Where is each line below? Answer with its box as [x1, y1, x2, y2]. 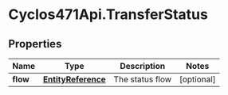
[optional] [179, 74, 217, 85]
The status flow [113, 74, 172, 85]
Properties [8, 37, 62, 51]
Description [120, 61, 166, 71]
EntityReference [42, 74, 106, 85]
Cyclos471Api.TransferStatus [8, 6, 209, 24]
